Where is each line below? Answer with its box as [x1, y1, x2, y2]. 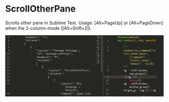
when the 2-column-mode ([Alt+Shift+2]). [5, 25, 92, 31]
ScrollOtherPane [5, 3, 76, 15]
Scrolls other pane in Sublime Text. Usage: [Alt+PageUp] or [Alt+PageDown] [5, 20, 163, 26]
